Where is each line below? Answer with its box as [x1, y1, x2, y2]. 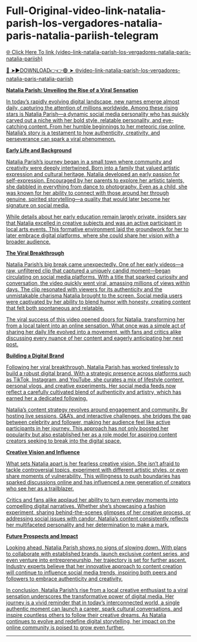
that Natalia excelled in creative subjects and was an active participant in [6, 219, 182, 227]
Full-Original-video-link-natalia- [6, 4, 166, 18]
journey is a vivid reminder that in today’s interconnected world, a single [6, 599, 180, 606]
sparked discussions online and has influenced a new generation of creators [6, 478, 191, 485]
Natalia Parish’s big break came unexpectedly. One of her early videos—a [6, 261, 184, 268]
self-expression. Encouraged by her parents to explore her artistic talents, [6, 177, 185, 184]
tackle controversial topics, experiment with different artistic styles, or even [6, 466, 188, 473]
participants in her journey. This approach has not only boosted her [6, 424, 169, 432]
